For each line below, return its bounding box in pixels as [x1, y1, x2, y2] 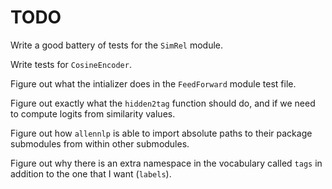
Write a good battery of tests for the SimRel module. [10, 39, 224, 51]
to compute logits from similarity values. [10, 107, 176, 120]
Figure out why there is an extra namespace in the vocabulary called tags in [10, 157, 323, 169]
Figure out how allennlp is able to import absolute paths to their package [10, 127, 313, 139]
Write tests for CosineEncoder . [10, 58, 132, 70]
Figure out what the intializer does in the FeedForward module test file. [10, 77, 297, 90]
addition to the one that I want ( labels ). [10, 167, 172, 180]
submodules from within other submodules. [10, 137, 190, 150]
